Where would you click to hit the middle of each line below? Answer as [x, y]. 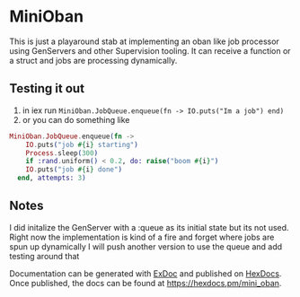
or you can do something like [76, 119]
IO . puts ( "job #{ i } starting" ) [82, 144]
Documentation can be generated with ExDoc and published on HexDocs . [146, 273]
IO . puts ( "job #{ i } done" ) [74, 170]
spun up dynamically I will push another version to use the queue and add [146, 246]
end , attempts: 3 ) [52, 178]
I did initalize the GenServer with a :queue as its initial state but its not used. [149, 227]
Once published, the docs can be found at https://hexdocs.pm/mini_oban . [146, 283]
